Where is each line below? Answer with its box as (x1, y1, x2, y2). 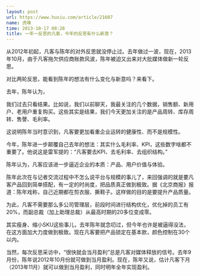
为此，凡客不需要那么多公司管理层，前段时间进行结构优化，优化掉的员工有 (6, 201, 189, 208)
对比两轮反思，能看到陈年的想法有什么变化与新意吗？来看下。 (6, 76, 158, 83)
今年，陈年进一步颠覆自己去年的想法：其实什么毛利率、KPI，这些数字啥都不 (6, 141, 192, 148)
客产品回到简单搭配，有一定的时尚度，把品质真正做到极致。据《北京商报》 (6, 181, 189, 188)
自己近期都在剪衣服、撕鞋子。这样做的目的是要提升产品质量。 (42, 189, 194, 196)
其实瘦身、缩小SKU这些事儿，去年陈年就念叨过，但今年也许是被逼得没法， (6, 221, 189, 228)
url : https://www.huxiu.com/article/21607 (6, 14, 113, 20)
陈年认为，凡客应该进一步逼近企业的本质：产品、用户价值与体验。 (6, 161, 168, 168)
